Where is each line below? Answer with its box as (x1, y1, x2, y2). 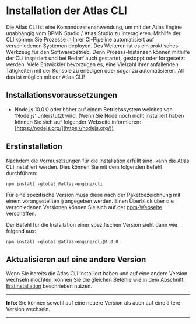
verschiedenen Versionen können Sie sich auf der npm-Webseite (6, 203, 162, 210)
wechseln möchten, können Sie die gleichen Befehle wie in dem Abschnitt (6, 277, 184, 284)
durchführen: (6, 169, 38, 176)
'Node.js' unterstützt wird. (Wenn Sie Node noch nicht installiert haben (14, 112, 184, 119)
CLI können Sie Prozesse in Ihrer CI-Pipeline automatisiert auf (6, 36, 155, 43)
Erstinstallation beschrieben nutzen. (6, 282, 92, 289)
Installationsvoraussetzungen (6, 90, 118, 100)
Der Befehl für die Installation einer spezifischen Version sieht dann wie (6, 221, 178, 228)
